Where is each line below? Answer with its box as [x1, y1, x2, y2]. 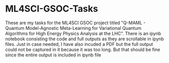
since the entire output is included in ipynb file [5, 51, 101, 58]
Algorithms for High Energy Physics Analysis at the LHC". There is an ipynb [5, 30, 161, 36]
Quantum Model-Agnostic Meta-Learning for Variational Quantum [5, 25, 142, 31]
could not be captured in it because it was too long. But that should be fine [5, 46, 160, 52]
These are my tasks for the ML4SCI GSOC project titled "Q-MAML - [5, 20, 146, 26]
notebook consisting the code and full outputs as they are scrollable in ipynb [5, 36, 164, 42]
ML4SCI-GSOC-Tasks [5, 3, 98, 15]
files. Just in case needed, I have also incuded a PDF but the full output [5, 41, 153, 47]
